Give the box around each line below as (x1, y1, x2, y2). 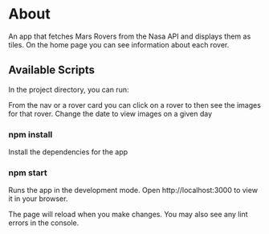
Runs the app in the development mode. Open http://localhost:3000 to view (8, 186, 259, 195)
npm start (8, 166, 48, 178)
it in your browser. (8, 194, 68, 203)
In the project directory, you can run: (8, 84, 129, 94)
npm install (8, 129, 53, 140)
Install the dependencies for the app (8, 147, 128, 157)
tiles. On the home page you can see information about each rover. (8, 39, 230, 49)
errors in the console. (8, 218, 79, 228)
